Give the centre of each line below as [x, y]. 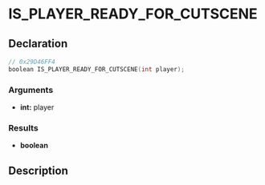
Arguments [31, 90]
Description [38, 170]
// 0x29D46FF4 [32, 62]
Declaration [38, 44]
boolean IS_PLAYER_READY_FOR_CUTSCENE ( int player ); [96, 69]
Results [23, 127]
